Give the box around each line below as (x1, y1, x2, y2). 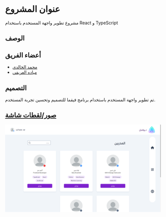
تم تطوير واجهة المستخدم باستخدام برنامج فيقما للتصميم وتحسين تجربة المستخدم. (5, 96, 156, 102)
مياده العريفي (12, 69, 37, 75)
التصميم (5, 84, 27, 92)
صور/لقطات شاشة (5, 111, 57, 120)
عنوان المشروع (5, 3, 60, 15)
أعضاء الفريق (5, 51, 41, 59)
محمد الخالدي (12, 64, 38, 70)
